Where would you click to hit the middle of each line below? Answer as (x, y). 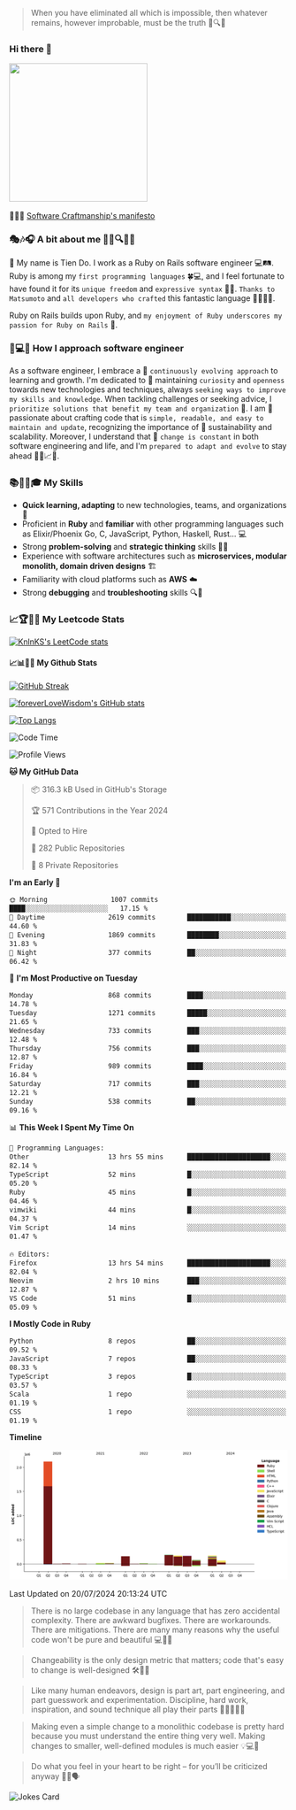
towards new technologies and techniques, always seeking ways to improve (148, 389)
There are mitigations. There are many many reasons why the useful (155, 1629)
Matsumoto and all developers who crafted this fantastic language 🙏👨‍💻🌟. (142, 298)
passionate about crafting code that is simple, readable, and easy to (137, 417)
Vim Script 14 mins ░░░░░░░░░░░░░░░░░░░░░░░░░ (148, 1228)
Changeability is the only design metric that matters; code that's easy (157, 1660)
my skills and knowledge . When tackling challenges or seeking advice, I (140, 398)
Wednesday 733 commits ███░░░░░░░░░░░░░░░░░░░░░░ (148, 1030)
